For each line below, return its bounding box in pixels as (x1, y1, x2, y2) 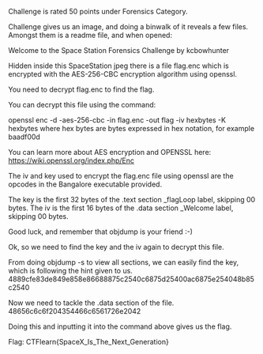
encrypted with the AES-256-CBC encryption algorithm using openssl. (8, 70, 238, 78)
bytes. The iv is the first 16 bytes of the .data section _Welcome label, (8, 203, 234, 213)
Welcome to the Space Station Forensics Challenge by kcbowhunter (8, 46, 230, 55)
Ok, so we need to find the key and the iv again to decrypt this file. (8, 243, 225, 251)
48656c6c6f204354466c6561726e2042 (8, 307, 141, 315)
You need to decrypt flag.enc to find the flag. (8, 85, 155, 94)
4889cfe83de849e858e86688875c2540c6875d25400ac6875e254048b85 (8, 274, 255, 284)
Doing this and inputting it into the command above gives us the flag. (8, 322, 232, 331)
